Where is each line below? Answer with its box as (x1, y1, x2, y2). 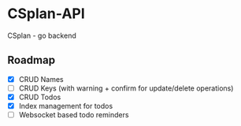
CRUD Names (18, 74, 64, 83)
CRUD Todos (18, 92, 61, 102)
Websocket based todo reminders (18, 110, 129, 119)
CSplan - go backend (7, 31, 76, 40)
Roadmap (7, 54, 56, 67)
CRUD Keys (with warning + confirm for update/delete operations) (18, 83, 234, 93)
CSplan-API (7, 5, 86, 23)
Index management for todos (18, 101, 113, 110)
